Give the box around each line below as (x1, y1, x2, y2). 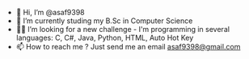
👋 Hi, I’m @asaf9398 (15, 8, 85, 17)
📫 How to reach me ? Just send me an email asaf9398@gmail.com (15, 42, 241, 51)
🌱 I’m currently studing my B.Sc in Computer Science (15, 16, 193, 26)
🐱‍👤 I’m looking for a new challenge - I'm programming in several (15, 25, 230, 33)
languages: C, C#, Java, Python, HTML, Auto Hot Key (15, 33, 194, 42)
